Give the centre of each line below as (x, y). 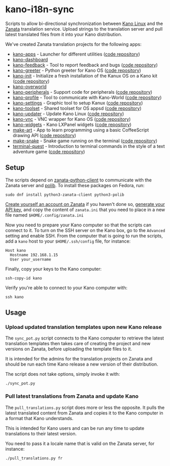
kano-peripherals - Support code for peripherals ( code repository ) (82, 92)
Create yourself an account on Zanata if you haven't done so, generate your (85, 204)
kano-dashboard (30, 59)
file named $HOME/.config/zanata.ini (44, 215)
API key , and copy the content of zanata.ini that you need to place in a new (85, 210)
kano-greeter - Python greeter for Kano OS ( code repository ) (77, 70)
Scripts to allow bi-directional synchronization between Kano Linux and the (84, 23)
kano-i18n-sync (40, 9)
